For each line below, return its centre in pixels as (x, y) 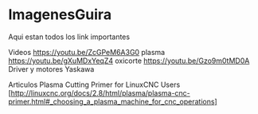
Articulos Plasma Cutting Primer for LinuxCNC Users (94, 85)
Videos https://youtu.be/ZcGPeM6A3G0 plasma (87, 52)
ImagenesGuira (60, 15)
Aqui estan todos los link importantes (69, 37)
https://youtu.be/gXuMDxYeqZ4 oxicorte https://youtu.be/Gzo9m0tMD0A (129, 61)
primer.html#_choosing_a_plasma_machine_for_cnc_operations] (113, 101)
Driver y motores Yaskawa (51, 69)
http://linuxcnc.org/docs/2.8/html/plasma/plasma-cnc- (101, 92)
